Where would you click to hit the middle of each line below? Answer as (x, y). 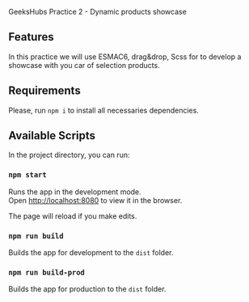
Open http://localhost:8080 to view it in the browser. (95, 200)
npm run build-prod (46, 272)
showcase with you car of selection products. (84, 65)
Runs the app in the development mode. (75, 191)
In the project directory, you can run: (69, 155)
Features (31, 37)
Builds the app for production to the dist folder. (87, 289)
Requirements (44, 91)
